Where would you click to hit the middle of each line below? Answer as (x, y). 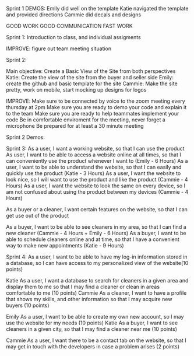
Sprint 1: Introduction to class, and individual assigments (73, 37)
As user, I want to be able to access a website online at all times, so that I (94, 155)
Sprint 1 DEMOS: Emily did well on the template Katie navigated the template (97, 8)
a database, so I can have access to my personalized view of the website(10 (97, 263)
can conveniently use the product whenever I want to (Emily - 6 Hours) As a (97, 161)
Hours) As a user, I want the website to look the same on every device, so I (96, 186)
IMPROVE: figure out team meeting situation (59, 48)
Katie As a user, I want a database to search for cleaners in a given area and (97, 280)
